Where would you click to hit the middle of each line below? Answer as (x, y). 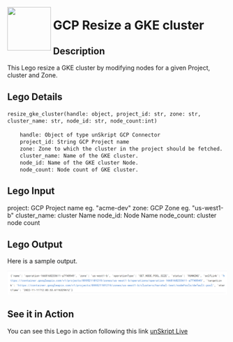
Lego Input (31, 191)
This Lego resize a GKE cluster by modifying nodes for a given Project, (109, 68)
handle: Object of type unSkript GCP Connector (90, 135)
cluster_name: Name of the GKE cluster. (79, 156)
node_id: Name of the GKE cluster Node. (79, 163)
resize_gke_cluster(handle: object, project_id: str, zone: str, (104, 114)
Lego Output (35, 245)
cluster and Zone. (32, 75)
